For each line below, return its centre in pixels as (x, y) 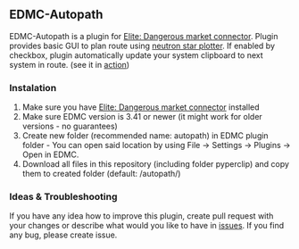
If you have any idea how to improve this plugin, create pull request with (141, 216)
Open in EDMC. (50, 154)
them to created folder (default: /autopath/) (101, 174)
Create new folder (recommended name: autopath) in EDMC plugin (145, 136)
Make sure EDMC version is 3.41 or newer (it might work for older (142, 117)
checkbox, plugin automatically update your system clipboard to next (136, 55)
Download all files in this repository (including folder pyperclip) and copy (156, 164)
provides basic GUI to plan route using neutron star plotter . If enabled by (142, 46)
